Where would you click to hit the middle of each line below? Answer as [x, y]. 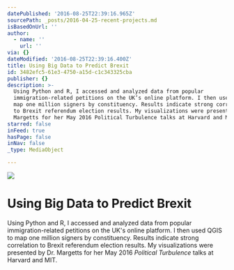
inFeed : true [26, 130]
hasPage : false [29, 137]
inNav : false [26, 144]
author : [18, 33]
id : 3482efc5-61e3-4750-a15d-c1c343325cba [70, 72]
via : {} [18, 53]
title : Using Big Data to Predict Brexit [68, 66]
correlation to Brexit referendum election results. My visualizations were [110, 245]
